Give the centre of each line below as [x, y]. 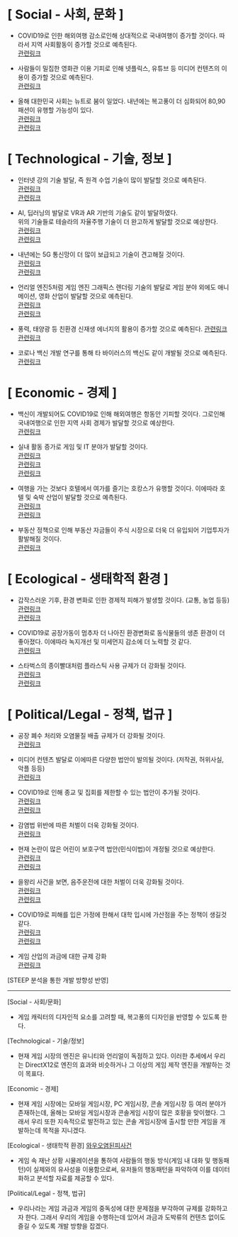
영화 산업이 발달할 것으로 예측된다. [86, 296]
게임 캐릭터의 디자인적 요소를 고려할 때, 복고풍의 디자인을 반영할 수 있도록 [119, 1017]
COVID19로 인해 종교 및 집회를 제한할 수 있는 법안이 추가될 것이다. [109, 792]
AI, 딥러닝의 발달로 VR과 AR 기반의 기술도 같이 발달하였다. [98, 213]
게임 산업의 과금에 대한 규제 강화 [62, 956]
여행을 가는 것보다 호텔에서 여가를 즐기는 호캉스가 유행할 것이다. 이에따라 [118, 488]
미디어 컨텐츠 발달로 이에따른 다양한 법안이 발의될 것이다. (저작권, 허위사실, [121, 759]
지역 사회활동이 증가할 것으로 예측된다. [84, 44]
